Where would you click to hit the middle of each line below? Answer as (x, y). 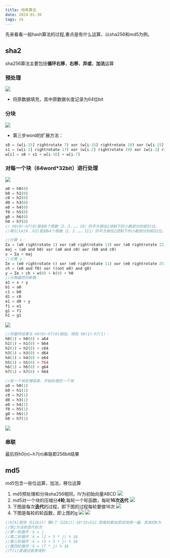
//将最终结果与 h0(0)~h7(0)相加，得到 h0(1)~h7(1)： (57, 334)
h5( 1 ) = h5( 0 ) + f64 (27, 362)
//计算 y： (16, 259)
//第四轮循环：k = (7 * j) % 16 (37, 546)
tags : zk (14, 19)
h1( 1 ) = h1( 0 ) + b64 (27, 344)
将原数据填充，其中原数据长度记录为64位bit (58, 99)
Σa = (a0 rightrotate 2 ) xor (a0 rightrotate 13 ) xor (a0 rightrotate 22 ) (86, 245)
